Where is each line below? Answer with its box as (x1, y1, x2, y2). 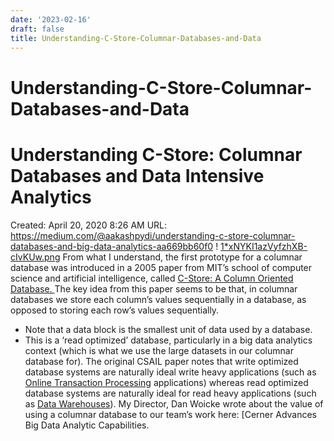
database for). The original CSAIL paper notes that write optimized (24, 355, 299, 367)
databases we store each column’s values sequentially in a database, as (10, 293, 307, 305)
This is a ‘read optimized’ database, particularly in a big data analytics (24, 334, 313, 346)
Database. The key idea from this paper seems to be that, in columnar (10, 282, 298, 295)
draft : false (10, 24, 65, 34)
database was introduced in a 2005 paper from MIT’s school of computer (10, 261, 313, 273)
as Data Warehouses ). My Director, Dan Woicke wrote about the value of (24, 397, 324, 410)
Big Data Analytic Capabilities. (24, 419, 150, 431)
